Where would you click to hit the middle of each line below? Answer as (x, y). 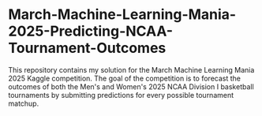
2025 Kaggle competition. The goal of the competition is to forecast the (124, 78)
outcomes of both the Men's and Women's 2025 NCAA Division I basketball (131, 86)
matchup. (24, 103)
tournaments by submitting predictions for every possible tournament (121, 95)
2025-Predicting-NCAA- (91, 31)
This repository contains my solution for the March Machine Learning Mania (131, 69)
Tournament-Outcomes (87, 48)
